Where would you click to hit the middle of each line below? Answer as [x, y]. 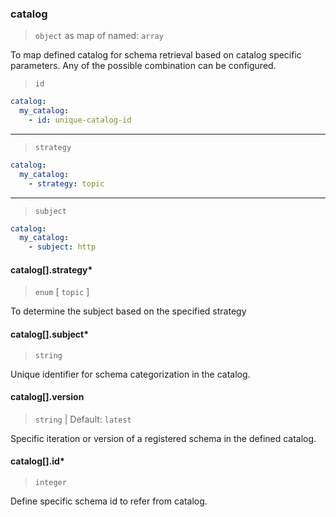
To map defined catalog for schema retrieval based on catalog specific [156, 55]
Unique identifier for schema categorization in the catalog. [130, 374]
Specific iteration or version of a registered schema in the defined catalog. [163, 438]
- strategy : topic [66, 183]
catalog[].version [47, 397]
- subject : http [62, 247]
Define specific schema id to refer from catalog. [109, 501]
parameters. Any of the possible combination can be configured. [143, 66]
